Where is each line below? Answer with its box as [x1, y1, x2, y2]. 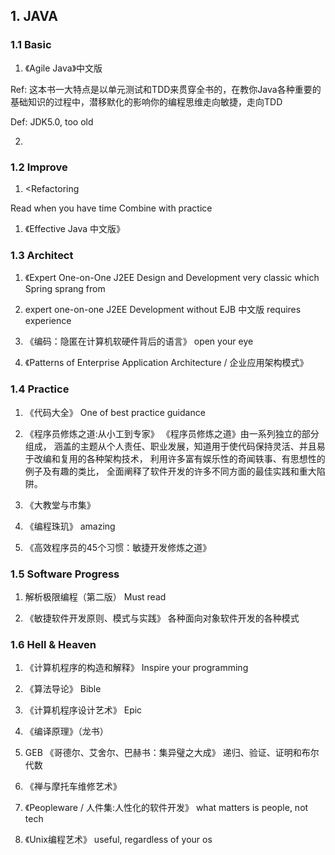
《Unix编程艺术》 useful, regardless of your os [24, 834, 213, 846]
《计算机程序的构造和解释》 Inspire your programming [24, 662, 249, 674]
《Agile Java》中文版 [24, 62, 103, 74]
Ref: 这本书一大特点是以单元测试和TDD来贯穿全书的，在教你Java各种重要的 [10, 83, 322, 95]
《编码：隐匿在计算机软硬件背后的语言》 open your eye [24, 335, 254, 348]
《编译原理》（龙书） [24, 725, 109, 738]
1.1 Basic [10, 38, 52, 52]
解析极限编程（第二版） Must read [24, 590, 167, 603]
